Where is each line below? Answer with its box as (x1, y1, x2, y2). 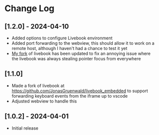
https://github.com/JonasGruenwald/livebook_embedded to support (11, 88, 148, 94)
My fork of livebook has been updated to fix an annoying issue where (11, 51, 151, 56)
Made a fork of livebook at (11, 83, 65, 88)
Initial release (11, 125, 38, 131)
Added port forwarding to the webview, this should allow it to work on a (11, 40, 155, 46)
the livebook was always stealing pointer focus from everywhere (11, 56, 141, 61)
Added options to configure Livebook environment (11, 35, 113, 41)
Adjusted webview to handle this (11, 98, 77, 104)
